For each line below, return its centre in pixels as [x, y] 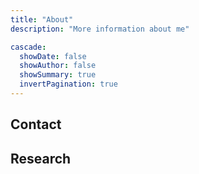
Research [41, 158]
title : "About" [42, 19]
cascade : [28, 47]
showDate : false [53, 56]
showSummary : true [58, 75]
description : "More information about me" [100, 29]
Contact [36, 124]
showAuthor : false [58, 66]
